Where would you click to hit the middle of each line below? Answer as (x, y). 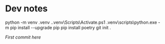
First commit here (23, 37)
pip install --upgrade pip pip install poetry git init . (61, 27)
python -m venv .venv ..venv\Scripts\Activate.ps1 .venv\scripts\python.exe (81, 22)
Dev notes (27, 9)
